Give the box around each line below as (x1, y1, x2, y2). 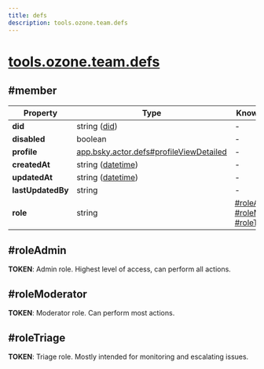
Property (23, 107, 57, 118)
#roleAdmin (8, 243, 67, 256)
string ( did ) (76, 120, 118, 131)
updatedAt (12, 172, 53, 183)
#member (8, 84, 57, 98)
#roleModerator (8, 287, 88, 301)
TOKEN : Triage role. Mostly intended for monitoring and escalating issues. (8, 352, 249, 361)
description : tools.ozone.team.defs (8, 19, 128, 27)
